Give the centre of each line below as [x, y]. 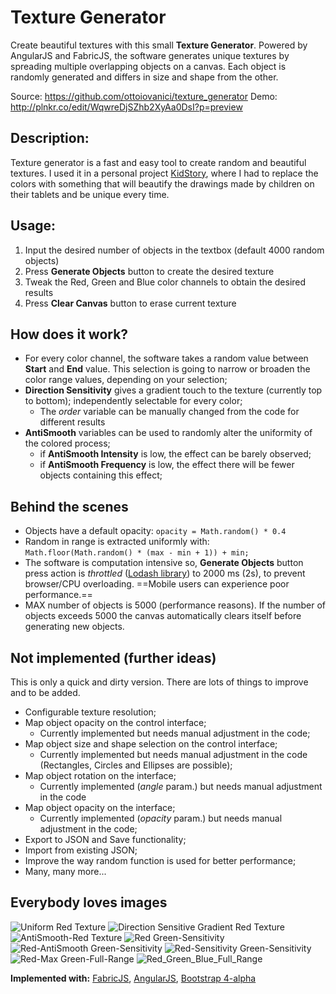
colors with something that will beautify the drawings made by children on [162, 183]
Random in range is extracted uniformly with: [117, 542]
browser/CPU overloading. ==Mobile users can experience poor [157, 584]
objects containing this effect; [101, 475]
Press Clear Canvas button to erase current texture [130, 303]
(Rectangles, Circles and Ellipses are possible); [136, 765]
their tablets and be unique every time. [90, 194]
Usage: [33, 226]
